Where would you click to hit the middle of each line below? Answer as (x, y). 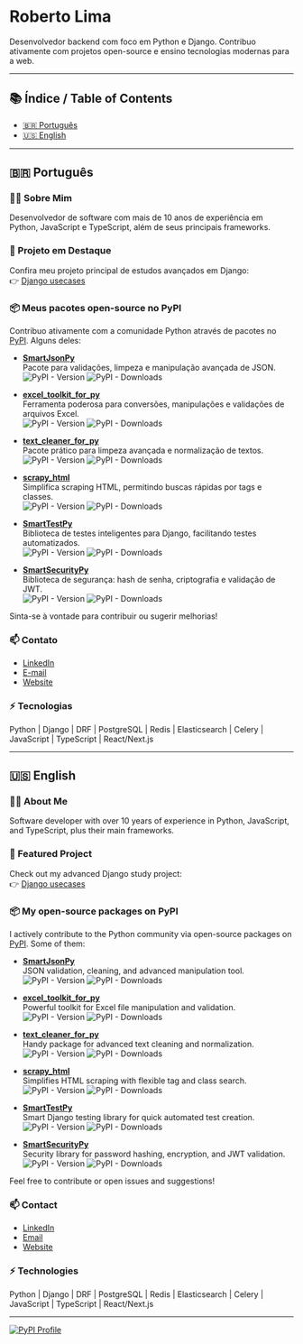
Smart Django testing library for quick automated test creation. (138, 1117)
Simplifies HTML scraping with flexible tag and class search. (134, 1081)
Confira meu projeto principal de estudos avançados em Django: (129, 270)
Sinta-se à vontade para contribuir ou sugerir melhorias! (114, 616)
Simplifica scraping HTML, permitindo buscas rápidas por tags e (142, 487)
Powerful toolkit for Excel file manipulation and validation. (129, 1007)
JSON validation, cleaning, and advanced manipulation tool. (133, 971)
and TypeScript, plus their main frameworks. (92, 831)
